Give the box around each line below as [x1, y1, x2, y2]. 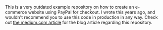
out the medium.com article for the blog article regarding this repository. [5, 19, 153, 25]
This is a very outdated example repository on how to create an [5, 4, 135, 10]
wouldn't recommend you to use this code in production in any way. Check [5, 15, 158, 20]
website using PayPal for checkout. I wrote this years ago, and [28, 9, 155, 15]
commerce [5, 9, 27, 15]
